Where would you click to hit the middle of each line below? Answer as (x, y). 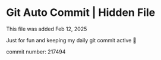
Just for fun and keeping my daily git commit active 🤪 (71, 40)
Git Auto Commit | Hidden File (81, 13)
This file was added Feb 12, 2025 (47, 29)
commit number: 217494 (36, 51)
